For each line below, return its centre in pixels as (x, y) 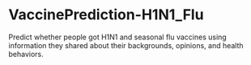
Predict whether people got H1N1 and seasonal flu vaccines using (117, 37)
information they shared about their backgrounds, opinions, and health (126, 45)
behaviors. (26, 54)
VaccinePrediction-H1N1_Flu (106, 15)
